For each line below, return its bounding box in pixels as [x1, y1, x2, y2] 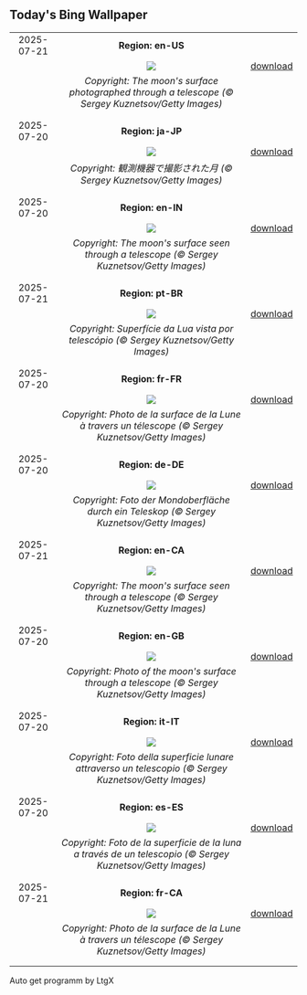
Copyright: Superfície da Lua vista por [69, 322, 234, 334]
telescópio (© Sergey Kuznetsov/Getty [68, 333, 235, 346]
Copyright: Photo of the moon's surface [66, 664, 238, 677]
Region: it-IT [122, 714, 180, 727]
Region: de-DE [118, 458, 185, 471]
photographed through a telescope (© [69, 86, 235, 99]
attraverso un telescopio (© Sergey [75, 762, 228, 775]
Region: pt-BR [120, 287, 184, 300]
